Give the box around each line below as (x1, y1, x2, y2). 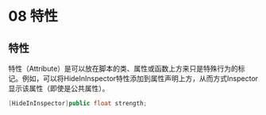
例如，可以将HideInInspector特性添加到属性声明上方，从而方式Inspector (21, 74, 259, 83)
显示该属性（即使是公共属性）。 (8, 84, 110, 93)
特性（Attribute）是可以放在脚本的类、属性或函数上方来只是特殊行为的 (8, 64, 238, 73)
